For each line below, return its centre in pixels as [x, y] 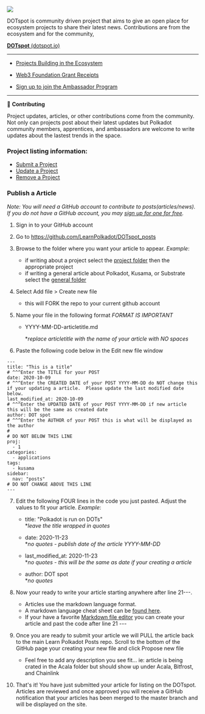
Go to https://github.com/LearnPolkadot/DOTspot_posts [86, 236]
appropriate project [49, 267]
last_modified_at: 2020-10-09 [45, 399]
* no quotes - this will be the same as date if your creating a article [108, 562]
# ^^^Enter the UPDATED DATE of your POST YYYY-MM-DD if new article [97, 404]
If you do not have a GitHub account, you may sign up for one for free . [96, 213]
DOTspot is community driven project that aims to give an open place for [98, 21]
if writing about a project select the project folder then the [97, 260]
